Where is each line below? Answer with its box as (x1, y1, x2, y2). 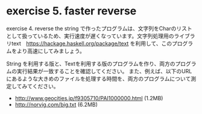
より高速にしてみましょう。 (16, 47, 86, 55)
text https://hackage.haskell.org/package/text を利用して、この (11, 40, 172, 47)
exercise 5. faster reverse (6, 4, 137, 18)
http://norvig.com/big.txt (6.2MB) (14, 101, 98, 108)
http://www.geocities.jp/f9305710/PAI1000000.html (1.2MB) (14, 94, 163, 101)
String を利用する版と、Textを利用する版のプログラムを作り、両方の (6, 60, 175, 67)
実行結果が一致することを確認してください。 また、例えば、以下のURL (16, 67, 192, 74)
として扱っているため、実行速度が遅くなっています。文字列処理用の (6, 32, 174, 40)
